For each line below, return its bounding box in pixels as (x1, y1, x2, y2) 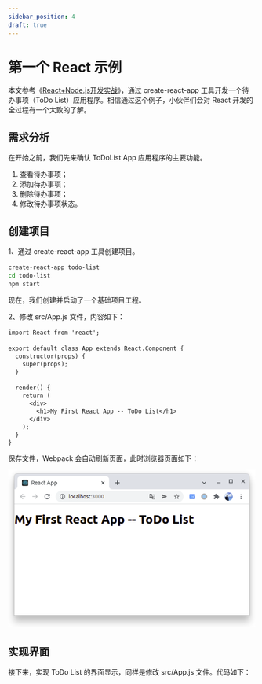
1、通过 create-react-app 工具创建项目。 (8, 247, 140, 256)
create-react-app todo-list (8, 263, 100, 271)
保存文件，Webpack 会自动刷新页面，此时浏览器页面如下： (8, 453, 199, 463)
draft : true (8, 20, 47, 29)
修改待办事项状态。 (19, 199, 82, 208)
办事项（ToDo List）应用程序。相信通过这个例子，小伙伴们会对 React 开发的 (8, 95, 253, 105)
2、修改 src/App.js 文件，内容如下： (8, 311, 126, 322)
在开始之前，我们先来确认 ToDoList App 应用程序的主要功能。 (8, 153, 207, 163)
